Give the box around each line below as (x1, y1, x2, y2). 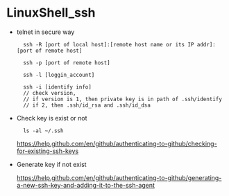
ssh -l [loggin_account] (23, 71, 95, 78)
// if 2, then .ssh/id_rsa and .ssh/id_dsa (23, 102, 151, 109)
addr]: (196, 41, 216, 48)
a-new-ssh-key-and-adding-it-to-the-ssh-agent (16, 181, 155, 189)
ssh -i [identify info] (23, 83, 92, 91)
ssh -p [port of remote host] (23, 59, 110, 66)
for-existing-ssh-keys (16, 147, 79, 155)
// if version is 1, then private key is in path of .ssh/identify (23, 96, 223, 103)
